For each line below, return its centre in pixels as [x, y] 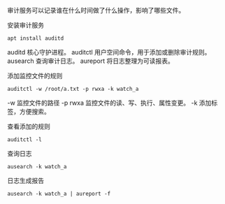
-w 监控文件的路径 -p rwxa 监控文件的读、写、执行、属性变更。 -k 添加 [109, 103]
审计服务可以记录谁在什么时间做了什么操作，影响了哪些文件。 [96, 10]
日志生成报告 [26, 181]
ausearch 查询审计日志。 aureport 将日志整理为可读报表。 [91, 61]
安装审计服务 [26, 25]
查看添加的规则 [29, 126]
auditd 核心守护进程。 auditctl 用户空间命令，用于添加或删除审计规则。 [109, 52]
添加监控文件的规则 [35, 76]
